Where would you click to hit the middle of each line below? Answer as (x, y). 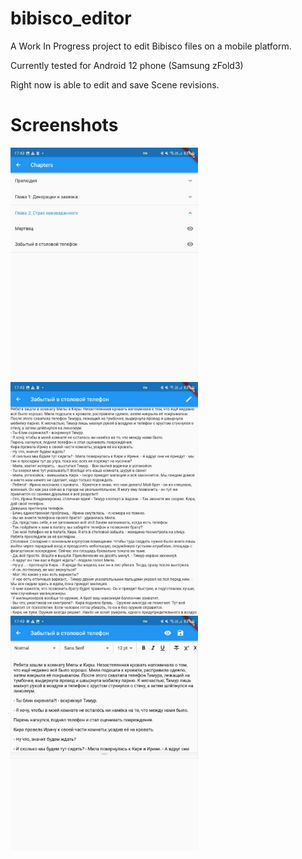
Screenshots (64, 125)
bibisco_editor (71, 18)
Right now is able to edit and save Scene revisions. (115, 84)
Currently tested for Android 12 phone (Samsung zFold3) (127, 65)
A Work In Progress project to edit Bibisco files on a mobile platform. (151, 46)
